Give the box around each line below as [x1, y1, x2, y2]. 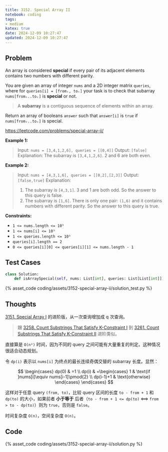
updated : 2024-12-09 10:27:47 [5, 36, 68, 41]
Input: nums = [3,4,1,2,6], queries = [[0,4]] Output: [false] [17, 147, 147, 153]
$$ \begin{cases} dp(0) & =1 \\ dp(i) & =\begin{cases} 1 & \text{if [17, 369, 150, 375]
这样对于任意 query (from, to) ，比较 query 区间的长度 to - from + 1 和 [5, 390, 154, 396]
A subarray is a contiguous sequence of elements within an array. [17, 102, 154, 108]
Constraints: [5, 212, 32, 218]
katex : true [5, 26, 30, 31]
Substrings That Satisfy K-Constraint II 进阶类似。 [17, 331, 120, 337]
